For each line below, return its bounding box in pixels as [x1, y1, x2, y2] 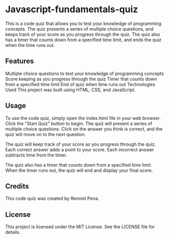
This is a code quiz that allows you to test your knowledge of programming [5, 20, 161, 26]
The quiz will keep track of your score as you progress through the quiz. [5, 141, 156, 147]
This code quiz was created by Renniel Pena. [5, 195, 99, 202]
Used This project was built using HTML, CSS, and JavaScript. [5, 87, 136, 93]
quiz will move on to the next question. [5, 131, 86, 137]
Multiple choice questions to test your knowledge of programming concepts [5, 70, 164, 76]
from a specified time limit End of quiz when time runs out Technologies [5, 81, 156, 87]
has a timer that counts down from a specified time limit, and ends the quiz [5, 37, 161, 43]
